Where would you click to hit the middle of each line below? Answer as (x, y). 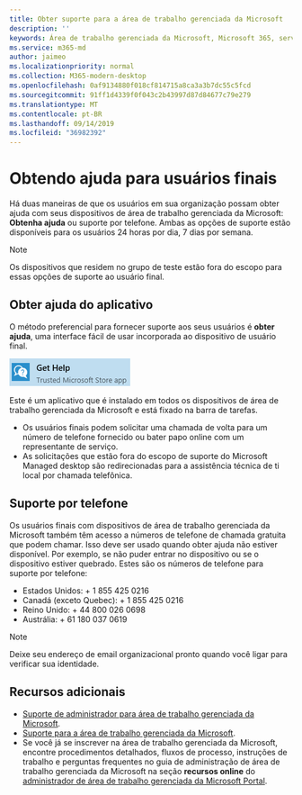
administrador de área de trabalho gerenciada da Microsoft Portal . (145, 781)
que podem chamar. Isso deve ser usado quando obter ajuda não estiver (144, 544)
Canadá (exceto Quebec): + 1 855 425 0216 (103, 600)
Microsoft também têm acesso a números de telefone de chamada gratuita (147, 535)
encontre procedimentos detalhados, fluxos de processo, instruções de (155, 752)
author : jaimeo (38, 57)
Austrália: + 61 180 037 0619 (75, 619)
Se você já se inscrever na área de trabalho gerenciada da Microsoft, (150, 742)
